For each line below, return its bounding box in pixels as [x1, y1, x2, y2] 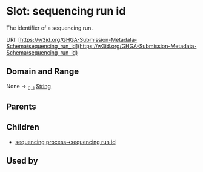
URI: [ [6, 36, 21, 43]
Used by [6, 156, 38, 166]
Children [6, 122, 39, 133]
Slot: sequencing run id [6, 4, 126, 18]
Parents [6, 101, 36, 111]
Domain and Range [6, 67, 79, 77]
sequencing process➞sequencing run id [15, 138, 116, 145]
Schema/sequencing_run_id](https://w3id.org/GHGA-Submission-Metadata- [6, 42, 197, 50]
